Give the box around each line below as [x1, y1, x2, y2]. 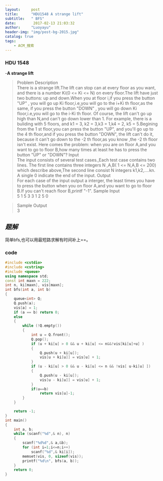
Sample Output [16, 202, 47, 208]
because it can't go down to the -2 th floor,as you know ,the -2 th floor [16, 136, 158, 142]
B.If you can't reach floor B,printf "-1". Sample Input [16, 188, 120, 194]
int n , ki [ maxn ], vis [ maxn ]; [5, 282, 64, 288]
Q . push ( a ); [14, 300, 36, 306]
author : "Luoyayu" [5, 25, 51, 30]
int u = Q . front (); [31, 332, 70, 337]
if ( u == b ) [31, 386, 49, 391]
